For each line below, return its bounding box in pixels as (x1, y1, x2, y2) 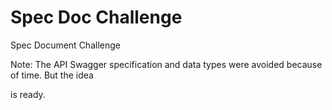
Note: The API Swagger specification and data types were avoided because (10, 58, 323, 70)
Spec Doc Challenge (10, 6, 183, 29)
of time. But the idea (10, 69, 94, 81)
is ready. (10, 88, 46, 100)
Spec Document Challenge (10, 39, 121, 51)
